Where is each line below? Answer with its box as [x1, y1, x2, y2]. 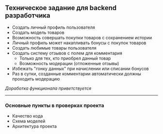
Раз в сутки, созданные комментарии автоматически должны [12, 70, 142, 77]
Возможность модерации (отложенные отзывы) [19, 60, 119, 66]
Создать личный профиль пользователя [12, 24, 96, 30]
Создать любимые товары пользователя [12, 45, 97, 50]
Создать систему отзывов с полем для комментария [12, 50, 122, 56]
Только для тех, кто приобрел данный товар [19, 55, 111, 61]
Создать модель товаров [12, 29, 65, 35]
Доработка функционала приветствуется [5, 85, 92, 91]
